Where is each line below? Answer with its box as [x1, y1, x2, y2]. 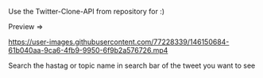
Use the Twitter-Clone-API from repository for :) [8, 7, 165, 16]
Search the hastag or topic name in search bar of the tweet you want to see [8, 61, 256, 70]
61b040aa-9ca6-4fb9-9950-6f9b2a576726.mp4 [8, 46, 168, 54]
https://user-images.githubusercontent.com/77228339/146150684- [8, 37, 230, 46]
